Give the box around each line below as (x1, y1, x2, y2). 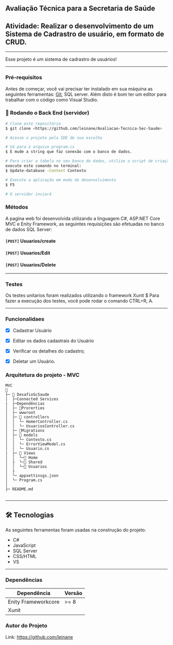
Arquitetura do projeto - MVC (5, 371, 80, 378)
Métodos (5, 203, 28, 211)
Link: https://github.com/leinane (5, 634, 73, 640)
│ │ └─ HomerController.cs (5, 419, 68, 424)
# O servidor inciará (5, 191, 52, 197)
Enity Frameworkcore (8, 598, 60, 605)
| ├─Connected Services (5, 396, 59, 402)
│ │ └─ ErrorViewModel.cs (5, 442, 66, 447)
